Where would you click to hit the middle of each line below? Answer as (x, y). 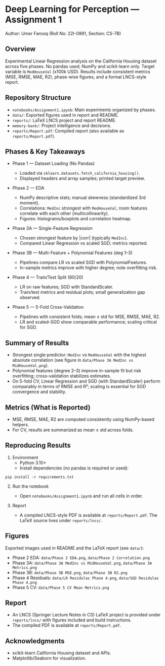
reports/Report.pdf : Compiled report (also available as (68, 131)
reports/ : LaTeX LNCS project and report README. (64, 120)
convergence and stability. (39, 392)
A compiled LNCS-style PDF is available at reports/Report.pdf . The (88, 515)
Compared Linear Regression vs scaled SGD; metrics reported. (84, 243)
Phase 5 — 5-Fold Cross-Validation (48, 307)
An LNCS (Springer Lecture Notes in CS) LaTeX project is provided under (86, 615)
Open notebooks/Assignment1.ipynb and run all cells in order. (81, 496)
